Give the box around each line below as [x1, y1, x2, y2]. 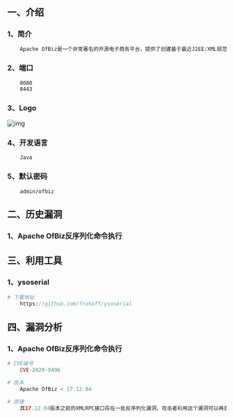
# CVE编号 [7, 360, 33, 367]
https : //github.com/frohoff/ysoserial [19, 300, 132, 307]
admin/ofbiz [19, 187, 54, 195]
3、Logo [7, 103, 37, 113]
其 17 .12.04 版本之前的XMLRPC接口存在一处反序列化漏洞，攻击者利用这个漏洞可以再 [19, 405, 224, 412]
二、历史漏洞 [7, 208, 63, 221]
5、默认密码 [7, 171, 47, 181]
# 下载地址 [7, 293, 35, 301]
